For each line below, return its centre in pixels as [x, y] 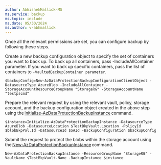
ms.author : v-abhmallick [30, 28]
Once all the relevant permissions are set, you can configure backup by [77, 41]
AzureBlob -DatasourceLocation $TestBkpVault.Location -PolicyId [73, 126]
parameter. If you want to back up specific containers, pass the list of [75, 67]
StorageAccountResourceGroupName [39, 89]
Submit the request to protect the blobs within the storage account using [78, 140]
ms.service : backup [25, 14]
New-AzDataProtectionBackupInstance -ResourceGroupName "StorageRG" [76, 154]
